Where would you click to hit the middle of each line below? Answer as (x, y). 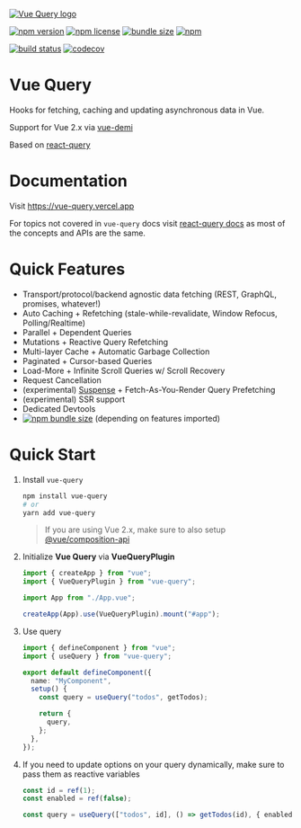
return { (55, 714)
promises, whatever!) (62, 303)
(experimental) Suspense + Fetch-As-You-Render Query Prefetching (149, 389)
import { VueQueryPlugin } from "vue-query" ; (109, 582)
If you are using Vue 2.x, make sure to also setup (135, 530)
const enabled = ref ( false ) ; (77, 799)
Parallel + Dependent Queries (77, 332)
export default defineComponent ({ (87, 672)
